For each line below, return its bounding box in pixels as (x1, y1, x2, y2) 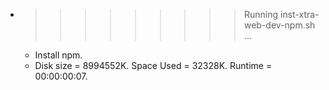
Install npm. (34, 49, 83, 61)
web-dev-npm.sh (243, 19, 316, 31)
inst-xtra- (279, 9, 320, 20)
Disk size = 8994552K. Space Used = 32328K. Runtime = (34, 60, 273, 71)
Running (243, 9, 279, 20)
